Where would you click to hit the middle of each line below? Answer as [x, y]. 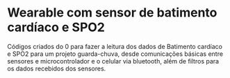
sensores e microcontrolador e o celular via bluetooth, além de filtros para [113, 61]
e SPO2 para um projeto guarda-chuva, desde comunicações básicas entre [115, 54]
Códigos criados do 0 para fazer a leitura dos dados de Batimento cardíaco [115, 46]
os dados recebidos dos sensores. [57, 68]
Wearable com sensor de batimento [112, 13]
